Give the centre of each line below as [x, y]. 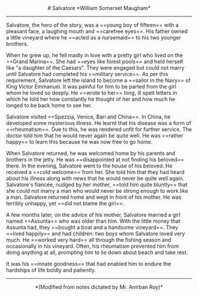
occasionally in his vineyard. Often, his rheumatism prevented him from [93, 246]
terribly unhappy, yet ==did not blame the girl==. [65, 203]
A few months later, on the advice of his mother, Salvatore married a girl [93, 215]
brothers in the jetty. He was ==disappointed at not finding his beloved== [95, 159]
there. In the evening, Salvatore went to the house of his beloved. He [89, 166]
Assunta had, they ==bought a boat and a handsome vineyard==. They [92, 227]
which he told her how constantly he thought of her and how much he [91, 99]
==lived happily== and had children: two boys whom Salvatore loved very [96, 233]
